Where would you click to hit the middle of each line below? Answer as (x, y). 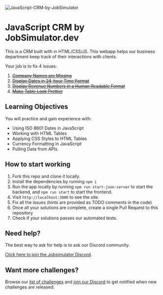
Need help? (23, 233)
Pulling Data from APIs (35, 149)
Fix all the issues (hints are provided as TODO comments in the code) (82, 202)
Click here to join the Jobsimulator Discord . (48, 255)
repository (23, 213)
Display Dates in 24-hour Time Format (51, 80)
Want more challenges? (42, 270)
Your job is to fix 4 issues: (31, 66)
